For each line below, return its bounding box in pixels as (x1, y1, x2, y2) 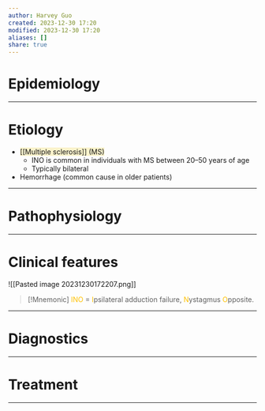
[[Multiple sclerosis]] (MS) (19, 147, 105, 156)
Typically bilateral (31, 164, 89, 173)
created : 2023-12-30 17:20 (8, 19, 97, 27)
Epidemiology (8, 75, 101, 93)
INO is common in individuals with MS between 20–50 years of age (31, 156, 250, 164)
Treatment (8, 376, 79, 394)
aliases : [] (8, 33, 47, 42)
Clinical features (8, 254, 118, 271)
